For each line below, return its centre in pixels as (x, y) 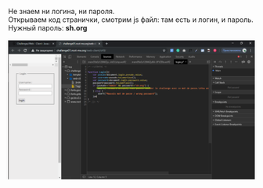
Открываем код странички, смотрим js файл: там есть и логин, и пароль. (131, 20)
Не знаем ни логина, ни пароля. (61, 11)
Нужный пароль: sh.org (48, 28)
